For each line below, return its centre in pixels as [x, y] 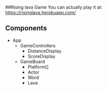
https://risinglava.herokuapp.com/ [41, 12]
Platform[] [38, 66]
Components [26, 28]
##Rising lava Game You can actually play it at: [54, 7]
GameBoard [33, 61]
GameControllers [38, 45]
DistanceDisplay [44, 51]
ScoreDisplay [41, 56]
